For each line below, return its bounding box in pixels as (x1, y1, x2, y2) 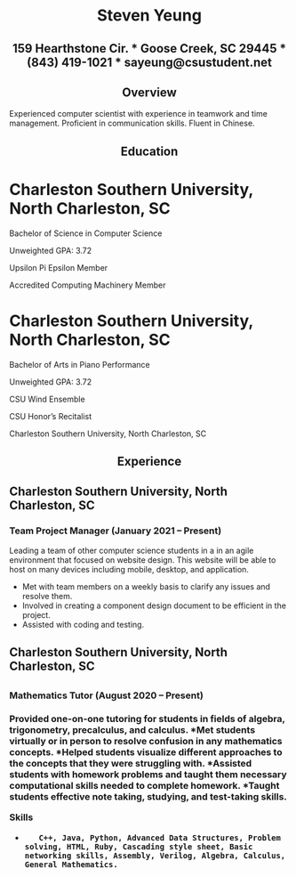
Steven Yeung (96, 5, 203, 26)
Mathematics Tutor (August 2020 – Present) (9, 689, 204, 702)
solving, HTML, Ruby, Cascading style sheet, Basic (24, 842, 253, 852)
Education (120, 143, 179, 158)
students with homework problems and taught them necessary (9, 768, 287, 781)
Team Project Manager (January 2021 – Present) (9, 524, 222, 537)
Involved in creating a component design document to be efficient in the (21, 600, 287, 611)
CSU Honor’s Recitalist (9, 410, 92, 421)
